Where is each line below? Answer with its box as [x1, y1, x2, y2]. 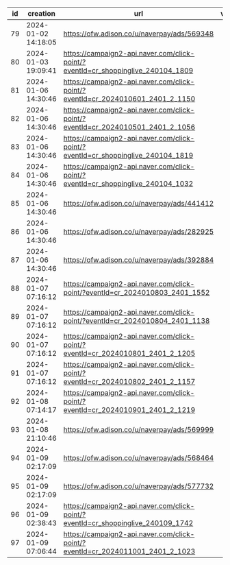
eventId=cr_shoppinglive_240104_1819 [63, 151, 194, 160]
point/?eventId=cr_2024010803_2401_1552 [63, 288, 210, 297]
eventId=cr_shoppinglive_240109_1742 [63, 518, 194, 527]
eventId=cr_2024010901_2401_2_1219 [63, 405, 196, 414]
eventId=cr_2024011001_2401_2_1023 [63, 546, 196, 556]
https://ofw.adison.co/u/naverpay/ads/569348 [63, 29, 214, 38]
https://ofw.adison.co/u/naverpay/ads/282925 [63, 227, 214, 236]
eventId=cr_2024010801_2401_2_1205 [63, 349, 196, 358]
